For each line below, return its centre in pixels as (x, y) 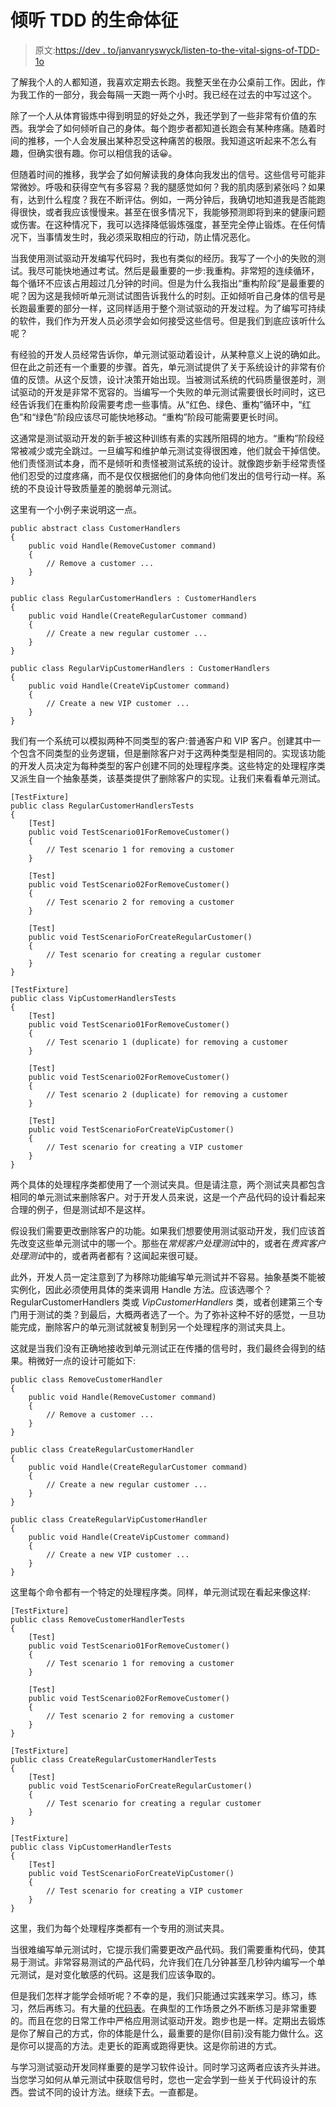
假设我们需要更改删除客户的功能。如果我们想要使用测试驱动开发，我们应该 (163, 1230)
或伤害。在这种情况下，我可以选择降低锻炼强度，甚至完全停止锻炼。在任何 (163, 224)
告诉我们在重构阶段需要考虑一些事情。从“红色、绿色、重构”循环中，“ (160, 404)
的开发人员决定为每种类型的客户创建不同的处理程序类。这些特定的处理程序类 (168, 765)
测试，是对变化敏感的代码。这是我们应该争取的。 (119, 1974)
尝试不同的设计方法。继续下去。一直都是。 (115, 2092)
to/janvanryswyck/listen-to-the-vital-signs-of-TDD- (213, 50)
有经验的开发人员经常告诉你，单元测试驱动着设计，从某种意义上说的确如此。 (168, 354)
